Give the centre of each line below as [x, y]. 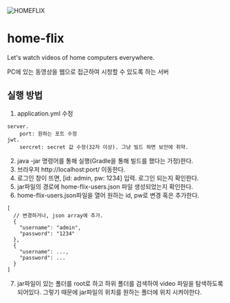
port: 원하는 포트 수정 [48, 134]
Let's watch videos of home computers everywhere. [81, 57]
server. [18, 126]
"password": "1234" [47, 233]
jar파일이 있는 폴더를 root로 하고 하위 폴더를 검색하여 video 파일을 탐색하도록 [120, 283]
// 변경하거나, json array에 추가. [58, 216]
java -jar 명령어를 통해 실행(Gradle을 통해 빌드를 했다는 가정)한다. [105, 160]
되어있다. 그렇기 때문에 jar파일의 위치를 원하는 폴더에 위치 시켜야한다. [110, 292]
